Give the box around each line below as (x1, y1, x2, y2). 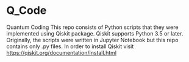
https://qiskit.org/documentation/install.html (6, 49, 117, 56)
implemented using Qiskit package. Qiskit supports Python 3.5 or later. (6, 29, 184, 37)
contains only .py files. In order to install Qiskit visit (6, 43, 134, 50)
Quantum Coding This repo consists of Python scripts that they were (6, 23, 179, 31)
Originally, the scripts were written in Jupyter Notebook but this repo (6, 36, 179, 43)
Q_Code (6, 4, 47, 17)
